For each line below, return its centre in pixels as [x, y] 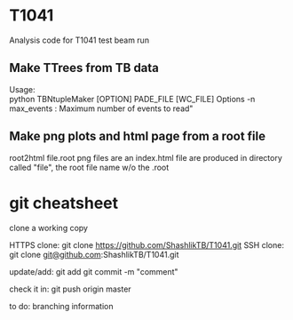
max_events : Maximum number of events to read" [101, 108]
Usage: [22, 89]
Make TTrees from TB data [84, 68]
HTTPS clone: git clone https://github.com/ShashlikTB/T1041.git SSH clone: [146, 244]
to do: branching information [61, 306]
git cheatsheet [64, 203]
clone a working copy [49, 228]
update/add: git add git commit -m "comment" [94, 271]
